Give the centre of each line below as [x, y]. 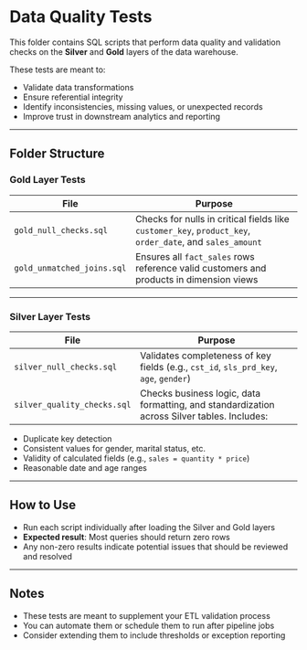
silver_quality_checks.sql [73, 405]
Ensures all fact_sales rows [196, 256]
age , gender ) [166, 378]
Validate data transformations [78, 87]
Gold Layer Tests [48, 180]
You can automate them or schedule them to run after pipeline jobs [148, 625]
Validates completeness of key [206, 356]
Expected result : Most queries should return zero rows [126, 537]
